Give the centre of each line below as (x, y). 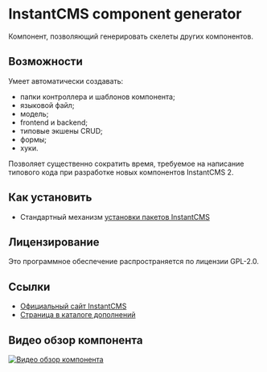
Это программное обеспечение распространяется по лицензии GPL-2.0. (134, 262)
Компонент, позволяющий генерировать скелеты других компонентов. (131, 36)
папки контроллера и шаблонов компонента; (97, 97)
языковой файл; (47, 105)
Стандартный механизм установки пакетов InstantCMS (115, 217)
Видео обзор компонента (76, 340)
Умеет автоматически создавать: (66, 81)
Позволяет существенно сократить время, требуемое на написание (126, 163)
